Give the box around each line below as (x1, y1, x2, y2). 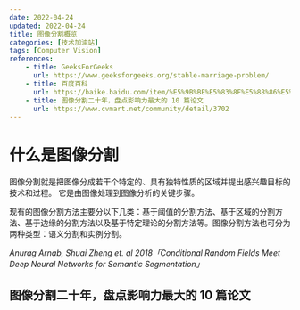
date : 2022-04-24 (9, 12, 74, 22)
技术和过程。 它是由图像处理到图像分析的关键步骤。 (9, 188, 199, 199)
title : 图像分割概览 (9, 29, 78, 38)
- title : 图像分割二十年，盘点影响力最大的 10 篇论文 (25, 95, 204, 105)
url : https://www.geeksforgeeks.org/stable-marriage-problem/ (32, 71, 270, 80)
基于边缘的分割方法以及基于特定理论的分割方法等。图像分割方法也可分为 (24, 217, 291, 228)
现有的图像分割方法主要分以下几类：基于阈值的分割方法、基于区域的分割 (9, 207, 275, 217)
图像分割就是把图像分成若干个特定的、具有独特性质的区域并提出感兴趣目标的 (9, 176, 291, 187)
